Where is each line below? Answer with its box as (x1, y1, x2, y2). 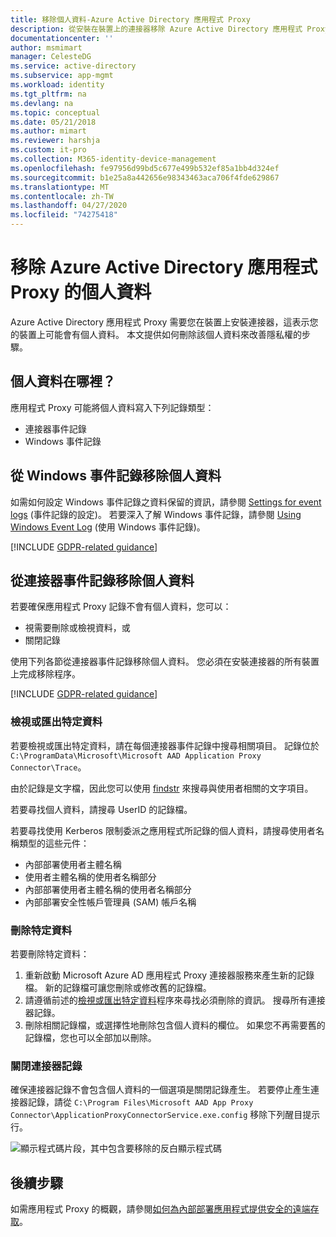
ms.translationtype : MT (10, 182, 110, 192)
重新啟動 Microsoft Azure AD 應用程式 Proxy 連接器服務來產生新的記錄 (24, 969, 315, 981)
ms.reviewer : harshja (10, 136, 101, 146)
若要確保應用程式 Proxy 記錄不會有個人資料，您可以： (10, 601, 232, 613)
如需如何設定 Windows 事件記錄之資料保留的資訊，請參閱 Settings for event (10, 496, 322, 508)
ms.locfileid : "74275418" (10, 210, 118, 220)
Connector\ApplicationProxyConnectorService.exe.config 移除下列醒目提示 (10, 1109, 321, 1121)
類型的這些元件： (18, 837, 90, 849)
